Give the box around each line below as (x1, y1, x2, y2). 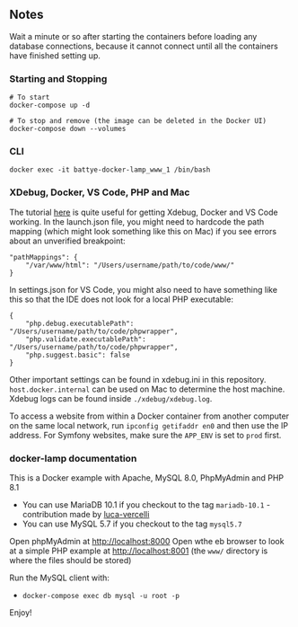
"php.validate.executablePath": (25, 334, 146, 344)
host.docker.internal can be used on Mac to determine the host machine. (9, 384, 285, 394)
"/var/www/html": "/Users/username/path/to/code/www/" (25, 261, 235, 269)
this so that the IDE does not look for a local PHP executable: (9, 294, 233, 305)
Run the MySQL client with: (9, 572, 110, 583)
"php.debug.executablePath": (25, 319, 135, 328)
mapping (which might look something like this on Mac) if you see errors (9, 225, 276, 236)
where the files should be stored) (9, 555, 132, 565)
